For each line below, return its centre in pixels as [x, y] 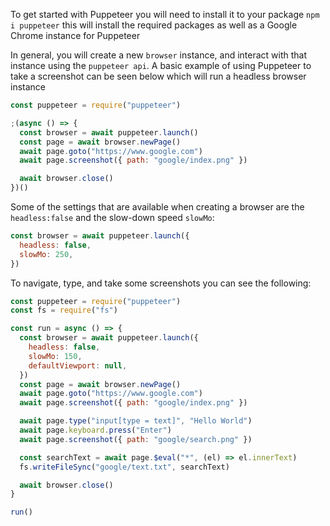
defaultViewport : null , [78, 365]
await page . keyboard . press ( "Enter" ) [95, 430]
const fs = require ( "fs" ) [64, 310]
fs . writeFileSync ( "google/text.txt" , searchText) [124, 467]
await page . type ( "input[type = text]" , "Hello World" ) [136, 421]
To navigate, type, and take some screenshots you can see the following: [161, 283]
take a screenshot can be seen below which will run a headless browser [158, 76]
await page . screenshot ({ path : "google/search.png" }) [136, 439]
